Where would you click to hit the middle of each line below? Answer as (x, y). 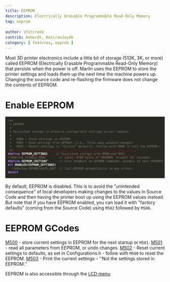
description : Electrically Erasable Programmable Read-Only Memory (78, 16)
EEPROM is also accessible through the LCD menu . (58, 273)
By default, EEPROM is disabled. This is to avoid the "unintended (73, 186)
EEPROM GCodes (42, 228)
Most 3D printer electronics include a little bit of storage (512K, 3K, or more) (84, 58)
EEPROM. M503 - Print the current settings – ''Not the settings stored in (80, 258)
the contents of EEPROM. (32, 85)
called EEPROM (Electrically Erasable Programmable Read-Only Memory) (82, 63)
